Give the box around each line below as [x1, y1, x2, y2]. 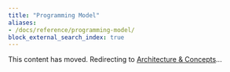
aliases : [8, 19, 37, 27]
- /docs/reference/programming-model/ [8, 26, 135, 34]
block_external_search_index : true [8, 33, 125, 41]
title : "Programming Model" [8, 11, 100, 20]
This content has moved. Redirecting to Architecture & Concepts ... [8, 55, 222, 64]
